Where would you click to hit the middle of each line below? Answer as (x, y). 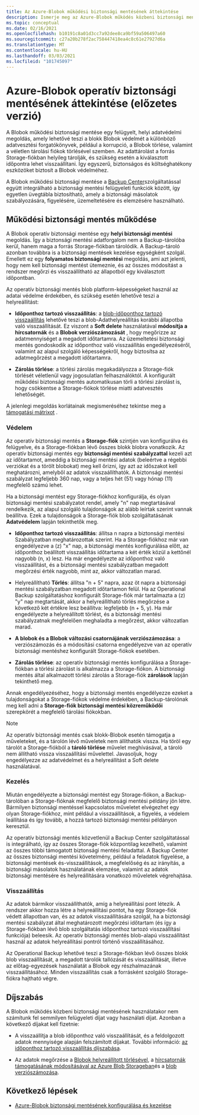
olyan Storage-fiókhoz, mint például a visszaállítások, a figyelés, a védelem (98, 813)
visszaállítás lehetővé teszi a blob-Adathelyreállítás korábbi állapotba (99, 320)
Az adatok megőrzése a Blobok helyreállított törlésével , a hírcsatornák (100, 1059)
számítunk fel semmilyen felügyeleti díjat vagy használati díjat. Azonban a (96, 1018)
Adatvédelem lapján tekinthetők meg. (52, 522)
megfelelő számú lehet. (35, 485)
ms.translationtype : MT (36, 45)
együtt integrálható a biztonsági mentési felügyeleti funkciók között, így (93, 188)
